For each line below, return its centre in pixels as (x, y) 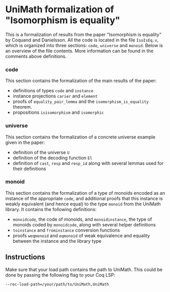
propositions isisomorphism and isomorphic (58, 112)
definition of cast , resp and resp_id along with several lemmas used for (88, 163)
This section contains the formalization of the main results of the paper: (81, 81)
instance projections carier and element (55, 96)
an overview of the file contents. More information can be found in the (79, 51)
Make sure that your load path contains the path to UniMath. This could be (84, 269)
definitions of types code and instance (53, 91)
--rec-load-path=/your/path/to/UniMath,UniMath (57, 284)
